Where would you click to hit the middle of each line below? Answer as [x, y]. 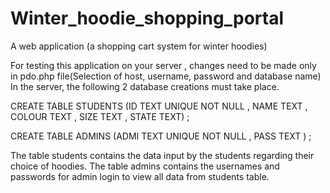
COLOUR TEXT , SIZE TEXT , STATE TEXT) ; [100, 116]
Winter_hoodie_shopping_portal [147, 18]
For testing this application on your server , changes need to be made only [163, 65]
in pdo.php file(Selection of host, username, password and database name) [166, 76]
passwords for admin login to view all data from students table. [140, 176]
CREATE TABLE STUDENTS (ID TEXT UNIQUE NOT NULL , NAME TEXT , [159, 106]
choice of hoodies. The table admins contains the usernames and [145, 166]
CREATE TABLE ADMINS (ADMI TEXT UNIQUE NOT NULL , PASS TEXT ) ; [161, 136]
